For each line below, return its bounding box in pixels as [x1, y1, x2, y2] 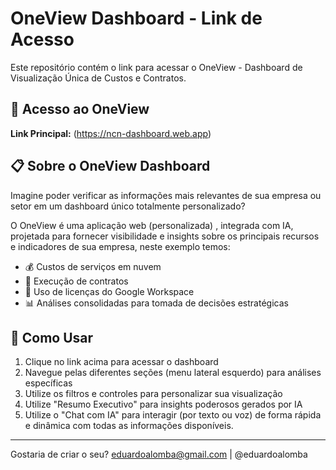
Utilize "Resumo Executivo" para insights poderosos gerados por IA [24, 398, 303, 411]
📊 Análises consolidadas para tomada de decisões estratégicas [24, 297, 289, 309]
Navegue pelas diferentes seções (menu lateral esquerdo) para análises [24, 367, 322, 379]
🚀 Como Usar [10, 329, 94, 346]
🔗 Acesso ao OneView [10, 101, 150, 118]
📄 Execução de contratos [24, 275, 129, 287]
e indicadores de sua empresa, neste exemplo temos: [10, 240, 231, 252]
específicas [24, 377, 73, 389]
